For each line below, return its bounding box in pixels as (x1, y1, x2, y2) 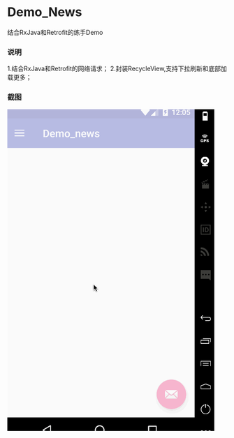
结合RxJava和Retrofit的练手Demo (7, 28, 103, 36)
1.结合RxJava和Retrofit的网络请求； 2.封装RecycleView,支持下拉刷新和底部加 (7, 64, 227, 73)
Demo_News (7, 4, 82, 20)
